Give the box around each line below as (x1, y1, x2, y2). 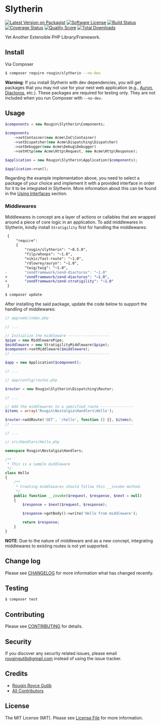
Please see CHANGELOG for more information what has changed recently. (5, 570, 154, 576)
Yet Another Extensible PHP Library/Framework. (5, 34, 101, 40)
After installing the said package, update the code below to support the (5, 301, 147, 307)
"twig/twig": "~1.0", (24, 265, 68, 270)
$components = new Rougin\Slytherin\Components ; (5, 122, 105, 127)
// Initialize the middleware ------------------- (5, 333, 110, 338)
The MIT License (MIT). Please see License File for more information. (5, 715, 143, 721)
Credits (5, 669, 28, 678)
